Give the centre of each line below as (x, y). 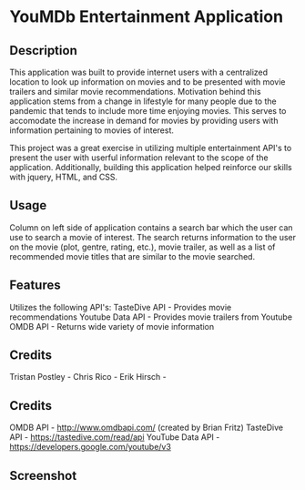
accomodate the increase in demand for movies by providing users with (144, 121)
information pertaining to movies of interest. (92, 130)
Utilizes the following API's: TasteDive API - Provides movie (121, 307)
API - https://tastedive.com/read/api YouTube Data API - (115, 437)
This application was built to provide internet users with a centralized (139, 72)
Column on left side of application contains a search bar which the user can (151, 227)
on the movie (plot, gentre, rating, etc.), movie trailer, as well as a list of (142, 247)
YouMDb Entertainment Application (147, 17)
